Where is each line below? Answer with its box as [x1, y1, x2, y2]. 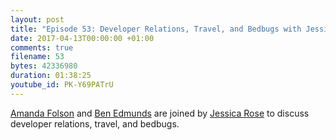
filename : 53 [10, 52, 65, 62]
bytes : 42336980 [10, 61, 78, 71]
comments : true [10, 42, 74, 53]
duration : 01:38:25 [10, 71, 92, 81]
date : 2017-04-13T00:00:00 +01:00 [10, 33, 155, 43]
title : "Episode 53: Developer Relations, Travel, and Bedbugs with [10, 24, 302, 34]
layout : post [10, 14, 65, 25]
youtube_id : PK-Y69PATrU [10, 80, 114, 90]
